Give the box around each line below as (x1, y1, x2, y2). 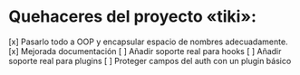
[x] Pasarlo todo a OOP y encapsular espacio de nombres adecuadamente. (8, 36, 288, 47)
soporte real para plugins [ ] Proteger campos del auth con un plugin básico (8, 55, 292, 66)
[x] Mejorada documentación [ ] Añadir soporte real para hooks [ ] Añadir (8, 45, 282, 56)
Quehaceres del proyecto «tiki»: (8, 6, 257, 27)
